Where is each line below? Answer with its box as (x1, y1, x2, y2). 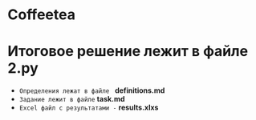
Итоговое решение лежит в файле (7, 42, 249, 61)
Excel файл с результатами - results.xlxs (18, 102, 159, 113)
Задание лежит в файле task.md (18, 94, 125, 104)
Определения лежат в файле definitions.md (18, 86, 165, 95)
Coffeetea (7, 6, 75, 24)
